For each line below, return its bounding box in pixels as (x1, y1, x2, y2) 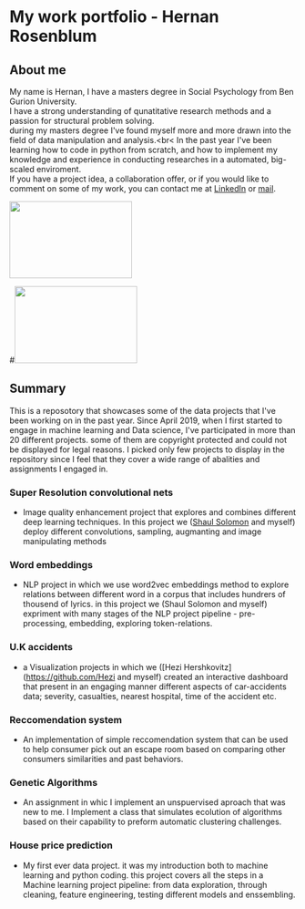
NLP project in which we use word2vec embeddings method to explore (22, 579, 290, 590)
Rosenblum (9, 26, 97, 46)
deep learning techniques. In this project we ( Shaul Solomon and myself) (22, 517, 296, 528)
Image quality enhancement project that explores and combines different (22, 507, 297, 518)
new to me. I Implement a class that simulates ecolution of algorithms (22, 807, 282, 818)
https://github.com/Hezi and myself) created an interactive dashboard (25, 671, 289, 682)
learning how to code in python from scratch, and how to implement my (9, 144, 278, 155)
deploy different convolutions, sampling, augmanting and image (22, 526, 262, 537)
